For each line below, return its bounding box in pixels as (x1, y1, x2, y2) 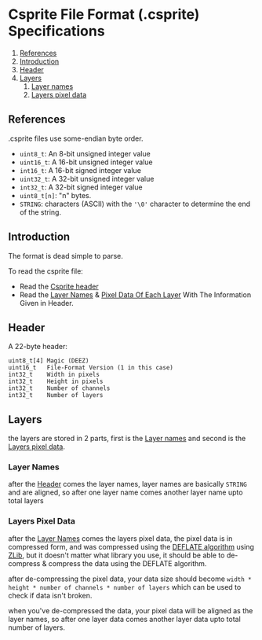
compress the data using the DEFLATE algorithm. (48, 558, 207, 568)
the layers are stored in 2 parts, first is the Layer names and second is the (8, 434, 246, 443)
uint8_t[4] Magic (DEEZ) (8, 357, 89, 365)
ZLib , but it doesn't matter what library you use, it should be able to (8, 550, 225, 560)
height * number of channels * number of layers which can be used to (8, 582, 242, 591)
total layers (8, 496, 45, 506)
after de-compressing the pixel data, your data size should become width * (8, 574, 253, 583)
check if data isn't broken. (8, 590, 93, 600)
